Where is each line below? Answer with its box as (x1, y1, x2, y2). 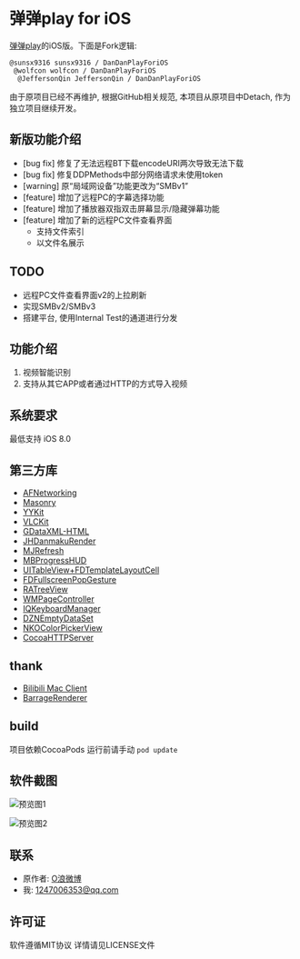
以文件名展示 (35, 237, 85, 248)
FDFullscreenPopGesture (22, 574, 116, 584)
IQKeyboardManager (22, 604, 102, 614)
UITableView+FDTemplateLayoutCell (22, 564, 160, 575)
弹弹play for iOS (9, 8, 132, 29)
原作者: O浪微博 (22, 874, 82, 884)
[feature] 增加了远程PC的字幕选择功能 (22, 192, 165, 203)
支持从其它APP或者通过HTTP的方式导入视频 (22, 378, 188, 389)
